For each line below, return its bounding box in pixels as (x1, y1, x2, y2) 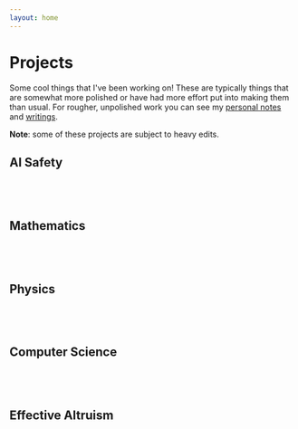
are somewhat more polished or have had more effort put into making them (9, 91, 290, 102)
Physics (9, 281, 56, 297)
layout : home (9, 13, 59, 23)
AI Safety (9, 155, 63, 170)
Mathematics (9, 218, 86, 234)
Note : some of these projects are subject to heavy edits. (9, 129, 220, 139)
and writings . (9, 110, 59, 122)
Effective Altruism (9, 408, 114, 424)
